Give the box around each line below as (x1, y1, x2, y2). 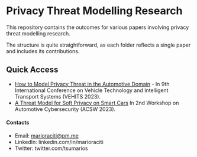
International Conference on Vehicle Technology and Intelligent (14, 87, 169, 94)
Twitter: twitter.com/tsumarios (14, 145, 88, 152)
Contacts (6, 119, 30, 126)
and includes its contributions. (6, 47, 80, 54)
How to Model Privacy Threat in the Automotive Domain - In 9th (14, 80, 170, 87)
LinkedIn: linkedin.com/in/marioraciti (14, 138, 104, 145)
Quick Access (6, 65, 59, 75)
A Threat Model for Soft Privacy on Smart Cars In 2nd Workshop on (14, 99, 179, 106)
